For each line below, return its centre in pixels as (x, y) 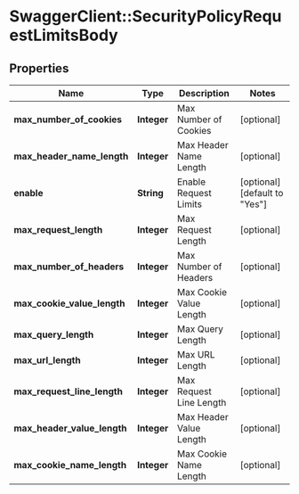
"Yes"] (254, 204)
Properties (39, 68)
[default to (262, 193)
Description (204, 93)
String (150, 193)
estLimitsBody (64, 35)
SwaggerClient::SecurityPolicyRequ (145, 16)
